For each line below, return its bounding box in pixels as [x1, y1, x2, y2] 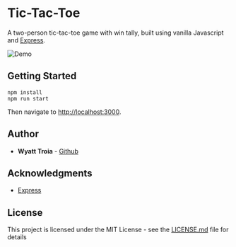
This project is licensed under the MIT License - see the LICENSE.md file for [7, 225, 229, 234]
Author [7, 128, 39, 140]
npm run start [7, 95, 49, 102]
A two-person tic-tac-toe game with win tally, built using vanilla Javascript [7, 28, 224, 37]
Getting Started [7, 70, 77, 82]
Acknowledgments [7, 167, 93, 179]
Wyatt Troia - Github [17, 147, 79, 155]
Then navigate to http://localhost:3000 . [7, 108, 122, 116]
